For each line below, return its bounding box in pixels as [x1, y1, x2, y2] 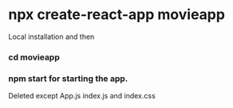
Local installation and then [8, 32, 95, 41]
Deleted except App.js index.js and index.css [8, 91, 156, 101]
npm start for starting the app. [8, 73, 128, 84]
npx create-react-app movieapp [8, 6, 226, 24]
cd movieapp [8, 52, 60, 63]
